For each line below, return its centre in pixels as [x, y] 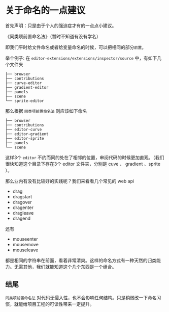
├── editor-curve [24, 129]
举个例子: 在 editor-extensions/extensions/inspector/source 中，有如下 [81, 58]
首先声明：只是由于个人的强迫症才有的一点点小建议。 [61, 25]
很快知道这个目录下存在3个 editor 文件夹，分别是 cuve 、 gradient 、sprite [83, 164]
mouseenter [25, 239]
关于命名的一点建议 [45, 10]
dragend [22, 218]
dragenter [23, 207]
